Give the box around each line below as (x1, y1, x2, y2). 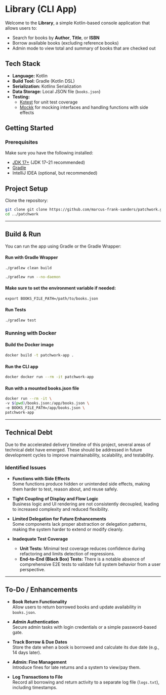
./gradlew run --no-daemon (5, 274, 61, 279)
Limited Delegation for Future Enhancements (12, 516, 106, 522)
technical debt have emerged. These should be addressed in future (5, 447, 142, 452)
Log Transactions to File (12, 674, 63, 680)
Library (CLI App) (5, 3, 77, 15)
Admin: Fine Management (12, 659, 67, 665)
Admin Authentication (12, 619, 59, 625)
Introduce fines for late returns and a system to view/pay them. (12, 664, 141, 670)
